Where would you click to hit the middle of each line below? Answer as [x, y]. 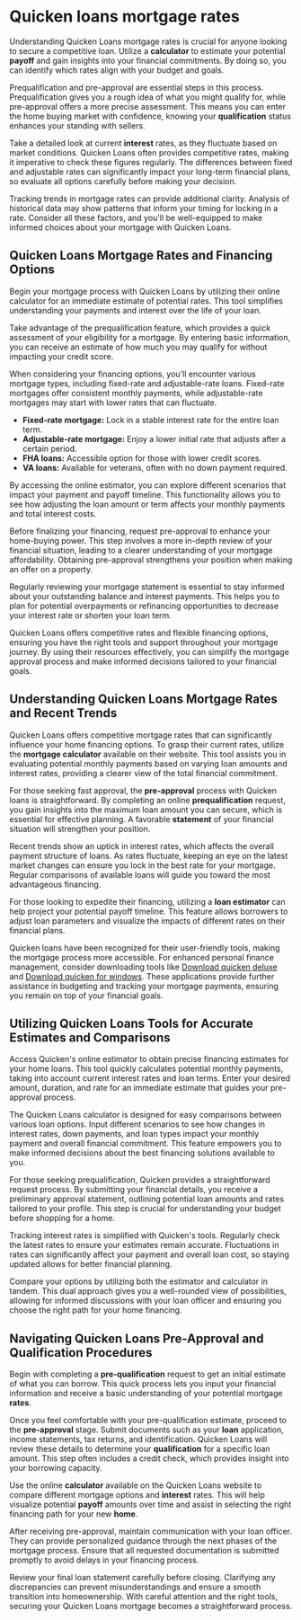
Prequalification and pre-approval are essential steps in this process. [137, 87]
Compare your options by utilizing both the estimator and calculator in [138, 1281]
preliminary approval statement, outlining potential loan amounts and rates [147, 1199]
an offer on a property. [51, 569]
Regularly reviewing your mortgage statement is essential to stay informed [147, 587]
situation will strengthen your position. [80, 828]
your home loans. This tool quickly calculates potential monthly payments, [146, 1069]
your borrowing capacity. [56, 1468]
